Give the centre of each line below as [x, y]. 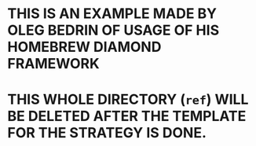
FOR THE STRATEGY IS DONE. [107, 133]
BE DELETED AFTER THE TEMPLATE [127, 117]
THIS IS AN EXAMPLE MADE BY [112, 14]
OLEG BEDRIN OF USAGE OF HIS [113, 30]
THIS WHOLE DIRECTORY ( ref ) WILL [128, 100]
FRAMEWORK [53, 64]
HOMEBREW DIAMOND [84, 47]
